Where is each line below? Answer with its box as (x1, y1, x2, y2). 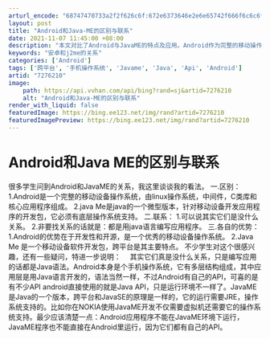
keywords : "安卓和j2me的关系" (8, 49, 102, 57)
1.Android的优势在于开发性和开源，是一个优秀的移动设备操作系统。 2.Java (8, 231, 254, 241)
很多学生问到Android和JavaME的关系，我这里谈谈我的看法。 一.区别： (8, 182, 241, 191)
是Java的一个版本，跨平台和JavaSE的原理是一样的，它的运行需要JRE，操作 (8, 292, 259, 301)
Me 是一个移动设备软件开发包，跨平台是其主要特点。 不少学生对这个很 (8, 242, 241, 251)
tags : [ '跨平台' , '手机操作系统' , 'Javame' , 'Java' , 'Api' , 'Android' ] (8, 64, 243, 72)
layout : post (8, 19, 52, 27)
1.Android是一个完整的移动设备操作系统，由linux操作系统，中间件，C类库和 (8, 191, 257, 201)
